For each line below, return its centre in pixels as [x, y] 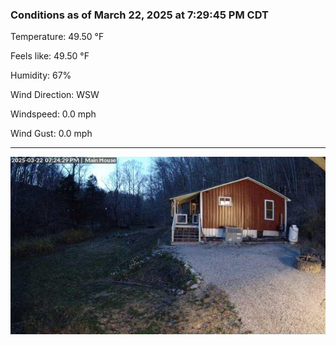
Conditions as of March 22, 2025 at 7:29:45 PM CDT [139, 15]
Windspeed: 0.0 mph [53, 114]
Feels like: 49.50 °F [50, 56]
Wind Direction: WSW [55, 95]
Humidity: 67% [41, 75]
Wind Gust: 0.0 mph [51, 134]
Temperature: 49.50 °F [57, 37]
